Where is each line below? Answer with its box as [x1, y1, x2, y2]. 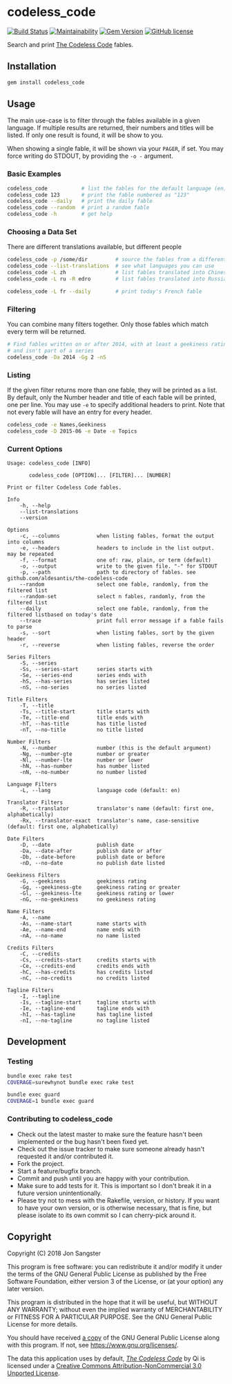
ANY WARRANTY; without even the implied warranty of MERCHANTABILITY [7, 1306, 223, 1314]
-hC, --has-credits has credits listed [19, 969, 153, 976]
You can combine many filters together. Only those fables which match [7, 320, 209, 329]
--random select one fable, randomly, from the [19, 581, 209, 588]
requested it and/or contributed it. [17, 1152, 114, 1160]
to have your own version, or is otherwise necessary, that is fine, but [17, 1203, 212, 1212]
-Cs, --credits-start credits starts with [19, 957, 156, 964]
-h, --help [19, 503, 51, 510]
